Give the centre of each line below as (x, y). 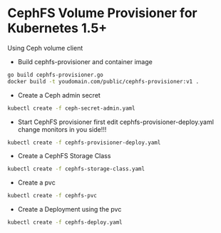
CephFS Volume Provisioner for (102, 13)
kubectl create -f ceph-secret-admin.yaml (71, 108)
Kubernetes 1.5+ (57, 28)
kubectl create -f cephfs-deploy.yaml (65, 222)
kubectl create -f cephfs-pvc (52, 196)
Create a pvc (36, 182)
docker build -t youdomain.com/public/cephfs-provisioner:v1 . (103, 81)
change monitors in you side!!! (62, 129)
